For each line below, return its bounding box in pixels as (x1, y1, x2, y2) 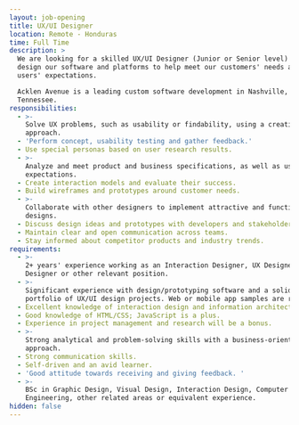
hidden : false (9, 402, 62, 411)
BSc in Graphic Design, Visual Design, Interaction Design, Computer (25, 385, 289, 395)
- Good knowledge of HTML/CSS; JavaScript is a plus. (17, 311, 221, 320)
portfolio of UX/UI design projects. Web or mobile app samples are (25, 294, 285, 303)
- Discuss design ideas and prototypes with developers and (17, 219, 245, 228)
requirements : (9, 244, 62, 254)
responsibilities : (9, 103, 77, 112)
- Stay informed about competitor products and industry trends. (17, 236, 265, 245)
